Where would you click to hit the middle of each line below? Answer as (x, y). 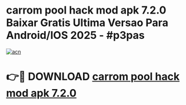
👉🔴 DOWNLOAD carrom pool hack (93, 77)
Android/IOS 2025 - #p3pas (76, 35)
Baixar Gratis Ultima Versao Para (87, 23)
